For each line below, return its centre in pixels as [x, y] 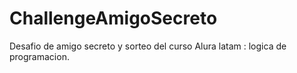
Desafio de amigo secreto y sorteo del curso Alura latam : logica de [148, 46]
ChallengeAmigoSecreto [113, 18]
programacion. [39, 56]
